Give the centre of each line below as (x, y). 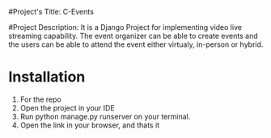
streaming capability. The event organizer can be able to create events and (133, 36)
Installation (47, 77)
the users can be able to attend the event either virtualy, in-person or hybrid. (136, 44)
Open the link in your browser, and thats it (90, 125)
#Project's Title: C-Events (51, 12)
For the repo (41, 99)
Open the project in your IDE (67, 107)
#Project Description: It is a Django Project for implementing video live (125, 27)
